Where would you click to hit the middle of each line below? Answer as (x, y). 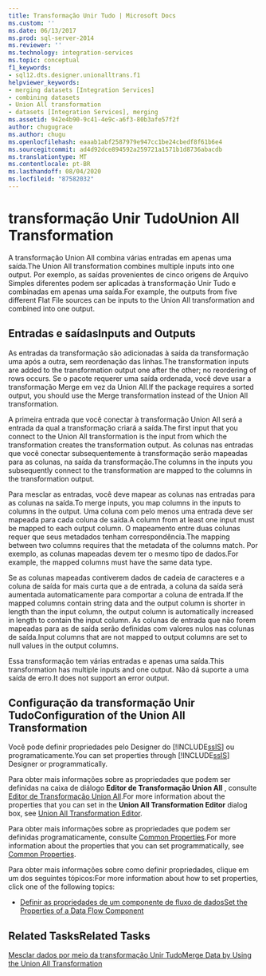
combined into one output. (52, 308)
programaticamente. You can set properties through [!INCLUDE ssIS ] (119, 756)
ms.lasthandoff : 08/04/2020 (55, 172)
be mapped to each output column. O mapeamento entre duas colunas (124, 528)
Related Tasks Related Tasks (80, 936)
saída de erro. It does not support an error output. (89, 678)
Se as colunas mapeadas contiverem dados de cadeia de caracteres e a (127, 577)
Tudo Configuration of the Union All (97, 716)
